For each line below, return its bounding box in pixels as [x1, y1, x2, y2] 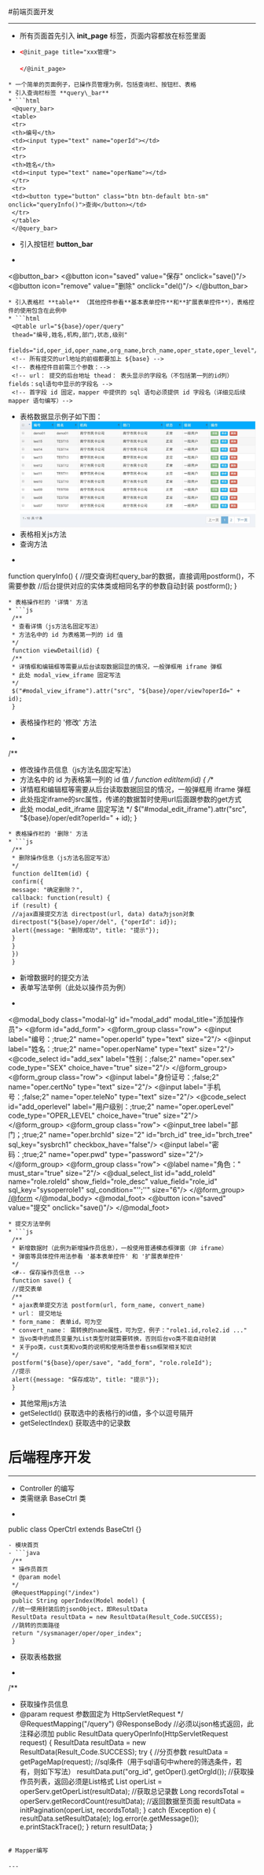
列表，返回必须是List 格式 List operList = [33, 1776, 163, 1786]
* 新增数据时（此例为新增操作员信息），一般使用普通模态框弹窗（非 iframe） [11, 1244, 228, 1252]
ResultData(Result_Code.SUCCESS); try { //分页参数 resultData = [19, 1747, 229, 1756]
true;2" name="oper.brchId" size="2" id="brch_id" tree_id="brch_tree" [24, 1129, 253, 1139]
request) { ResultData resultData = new [19, 1737, 147, 1747]
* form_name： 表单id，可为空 [11, 1318, 102, 1326]
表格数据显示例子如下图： [19, 411, 103, 421]
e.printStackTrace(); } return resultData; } [19, 1821, 153, 1831]
